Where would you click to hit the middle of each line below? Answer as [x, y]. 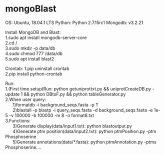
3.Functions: [18, 120]
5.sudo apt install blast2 [30, 58]
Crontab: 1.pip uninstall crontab [37, 68]
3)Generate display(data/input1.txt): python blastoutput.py [72, 126]
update [12, 94]
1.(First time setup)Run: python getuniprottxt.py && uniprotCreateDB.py [78, 88]
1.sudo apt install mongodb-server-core [46, 37]
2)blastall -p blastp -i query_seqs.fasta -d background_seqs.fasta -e [82, 110]
